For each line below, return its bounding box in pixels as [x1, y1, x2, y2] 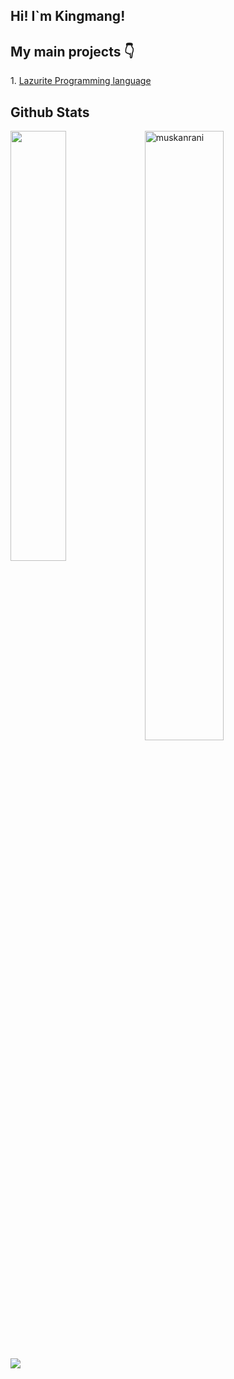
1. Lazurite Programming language [10, 75, 152, 87]
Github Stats [10, 104, 90, 121]
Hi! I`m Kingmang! [10, 8, 126, 25]
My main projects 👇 [10, 43, 135, 60]
